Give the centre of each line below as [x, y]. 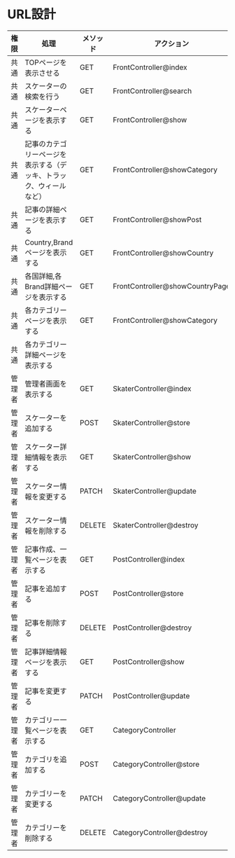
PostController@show [149, 661]
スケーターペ [46, 109]
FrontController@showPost [157, 219]
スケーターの [46, 86]
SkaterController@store [152, 422]
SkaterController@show [152, 457]
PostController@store [148, 593]
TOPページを [46, 62]
